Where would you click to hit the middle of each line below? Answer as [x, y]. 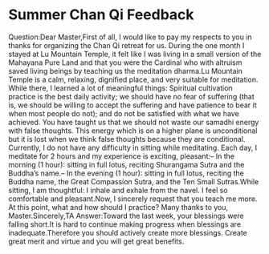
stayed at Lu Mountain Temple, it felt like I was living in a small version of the [135, 54]
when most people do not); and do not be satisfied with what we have [124, 113]
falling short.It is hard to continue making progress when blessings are [125, 224]
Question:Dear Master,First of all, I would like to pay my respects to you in [130, 37]
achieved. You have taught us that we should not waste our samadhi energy [134, 122]
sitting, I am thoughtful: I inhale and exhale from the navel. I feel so [118, 190]
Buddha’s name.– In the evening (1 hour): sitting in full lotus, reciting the [126, 173]
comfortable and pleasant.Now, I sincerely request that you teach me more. [133, 199]
